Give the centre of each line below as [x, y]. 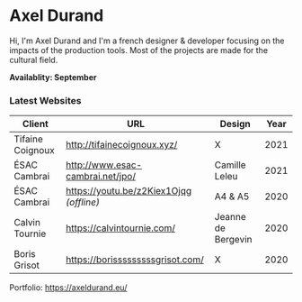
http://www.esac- [104, 165]
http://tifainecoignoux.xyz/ [122, 145]
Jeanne [231, 217]
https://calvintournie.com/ [120, 228]
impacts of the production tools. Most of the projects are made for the [138, 50]
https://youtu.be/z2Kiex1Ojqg [129, 191]
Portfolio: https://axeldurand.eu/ [68, 288]
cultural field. [34, 59]
